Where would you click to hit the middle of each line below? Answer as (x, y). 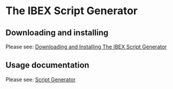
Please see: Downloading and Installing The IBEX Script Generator (86, 47)
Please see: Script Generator (41, 79)
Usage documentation (47, 65)
